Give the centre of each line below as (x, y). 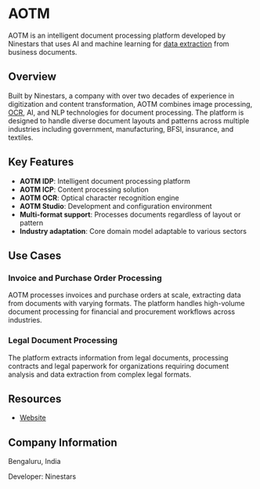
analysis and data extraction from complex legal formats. (100, 374)
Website (33, 418)
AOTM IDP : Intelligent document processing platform (105, 181)
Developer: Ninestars (42, 476)
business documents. (43, 52)
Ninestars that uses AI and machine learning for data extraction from (119, 43)
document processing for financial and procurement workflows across (122, 312)
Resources (35, 398)
